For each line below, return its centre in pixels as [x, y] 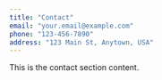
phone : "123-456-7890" [51, 34]
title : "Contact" [42, 17]
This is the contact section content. [74, 68]
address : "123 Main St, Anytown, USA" [81, 42]
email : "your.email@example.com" [72, 26]
